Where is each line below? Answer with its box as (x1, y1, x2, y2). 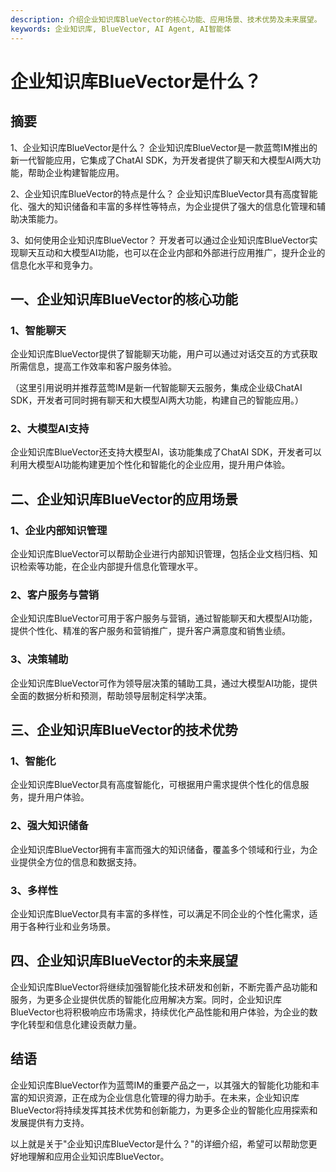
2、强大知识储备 (10, 819, 89, 833)
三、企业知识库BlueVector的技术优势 (10, 722, 239, 739)
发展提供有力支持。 (10, 1116, 90, 1128)
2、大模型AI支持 (10, 422, 90, 436)
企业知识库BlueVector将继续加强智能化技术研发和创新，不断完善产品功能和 (10, 981, 318, 993)
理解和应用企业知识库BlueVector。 (27, 1150, 170, 1162)
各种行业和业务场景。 (27, 921, 116, 933)
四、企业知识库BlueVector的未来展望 (10, 952, 239, 970)
